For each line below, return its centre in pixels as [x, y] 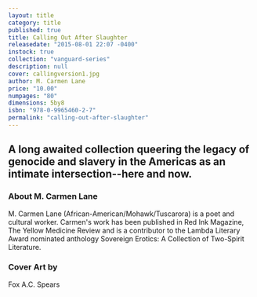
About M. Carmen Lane [53, 196]
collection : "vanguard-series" [59, 60]
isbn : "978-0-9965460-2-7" [52, 111]
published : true [34, 30]
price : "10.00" [33, 88]
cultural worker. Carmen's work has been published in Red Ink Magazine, [126, 222]
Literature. [25, 247]
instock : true [31, 52]
